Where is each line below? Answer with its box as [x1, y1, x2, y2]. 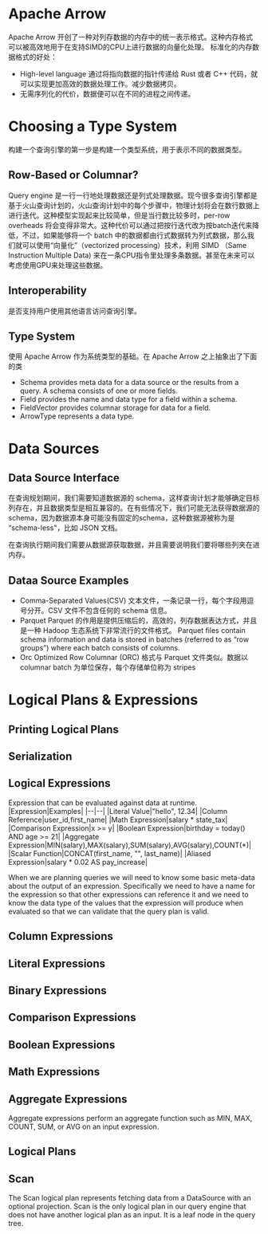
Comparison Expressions [8, 1011, 136, 1024]
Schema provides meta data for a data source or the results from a [19, 378, 239, 387]
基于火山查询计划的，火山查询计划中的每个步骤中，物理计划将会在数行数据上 [8, 200, 260, 210]
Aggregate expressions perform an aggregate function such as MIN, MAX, [8, 1114, 253, 1123]
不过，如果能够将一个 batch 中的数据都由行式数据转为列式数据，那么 [22, 230, 248, 240]
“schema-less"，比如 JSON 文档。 [8, 523, 122, 533]
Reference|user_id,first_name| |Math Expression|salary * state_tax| [8, 815, 228, 824]
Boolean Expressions [8, 1038, 116, 1051]
